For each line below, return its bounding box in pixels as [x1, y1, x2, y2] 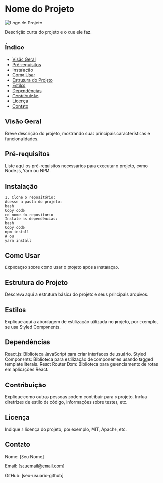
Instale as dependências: [5, 217, 58, 221]
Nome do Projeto [5, 3, 75, 15]
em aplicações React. [5, 366, 49, 373]
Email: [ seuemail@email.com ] [5, 463, 65, 469]
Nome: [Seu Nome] [5, 453, 44, 459]
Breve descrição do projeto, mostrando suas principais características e [5, 130, 150, 136]
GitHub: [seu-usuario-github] [5, 472, 64, 478]
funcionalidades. [5, 136, 39, 142]
